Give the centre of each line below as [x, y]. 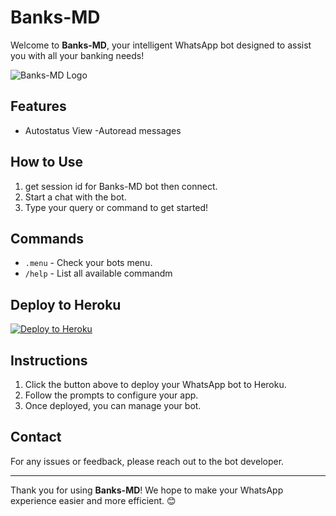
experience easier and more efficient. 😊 [93, 500]
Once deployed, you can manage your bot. [113, 405]
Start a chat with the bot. [75, 197]
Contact [36, 437]
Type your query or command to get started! [116, 207]
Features [38, 106]
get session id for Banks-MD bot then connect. [121, 186]
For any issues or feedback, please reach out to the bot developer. [147, 461]
